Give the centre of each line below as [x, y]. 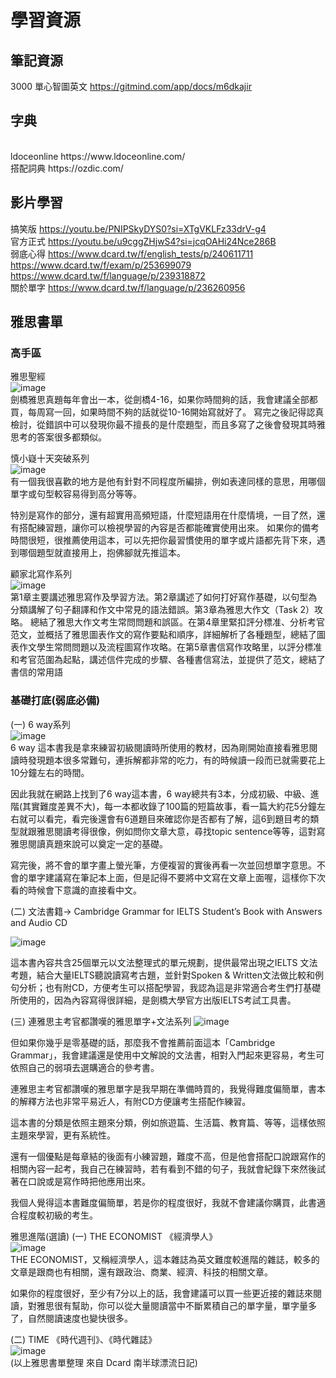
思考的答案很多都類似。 [58, 437]
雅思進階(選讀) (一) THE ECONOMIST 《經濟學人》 [114, 1236]
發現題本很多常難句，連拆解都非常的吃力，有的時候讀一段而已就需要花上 [176, 760]
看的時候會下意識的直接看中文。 [76, 890]
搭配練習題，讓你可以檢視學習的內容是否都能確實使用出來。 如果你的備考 [169, 528]
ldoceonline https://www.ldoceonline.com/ [98, 156]
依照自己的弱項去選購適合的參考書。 [85, 1067]
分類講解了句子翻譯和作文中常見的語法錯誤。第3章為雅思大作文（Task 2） [162, 610]
